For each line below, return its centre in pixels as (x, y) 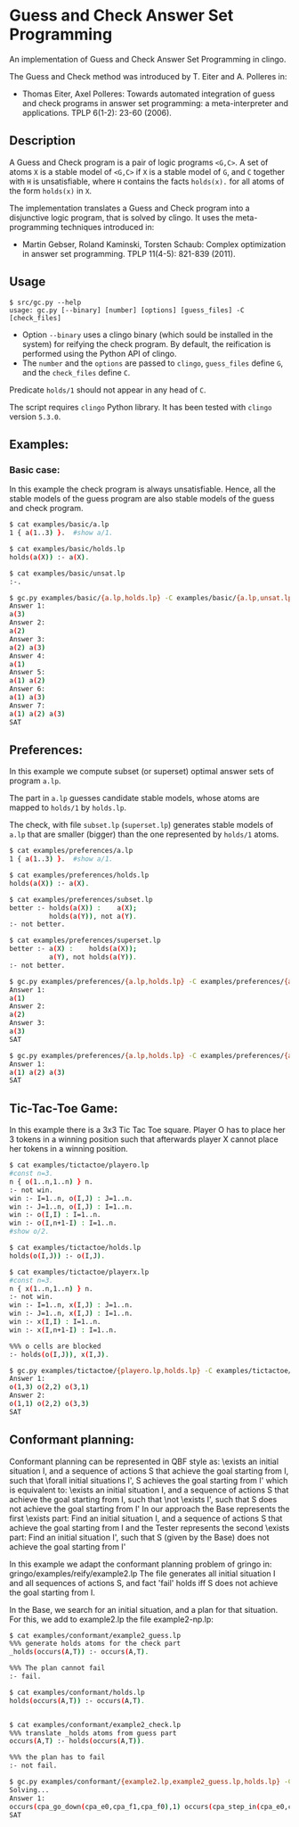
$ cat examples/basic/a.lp (59, 525)
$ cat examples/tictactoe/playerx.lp (79, 1272)
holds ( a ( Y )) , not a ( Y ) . (93, 916)
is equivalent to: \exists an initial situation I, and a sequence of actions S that (149, 1490)
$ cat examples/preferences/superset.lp (85, 941)
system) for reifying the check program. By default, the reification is (146, 343)
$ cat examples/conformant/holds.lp (77, 1692)
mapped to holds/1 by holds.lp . (68, 807)
